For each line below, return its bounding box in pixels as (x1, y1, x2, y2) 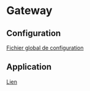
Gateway (6, 4, 53, 18)
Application (6, 62, 52, 72)
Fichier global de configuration (6, 44, 84, 51)
